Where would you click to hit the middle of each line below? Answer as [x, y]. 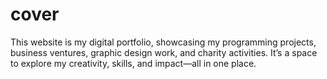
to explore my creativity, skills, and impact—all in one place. [133, 63]
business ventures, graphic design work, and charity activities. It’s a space [164, 52]
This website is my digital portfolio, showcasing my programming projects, [163, 42]
